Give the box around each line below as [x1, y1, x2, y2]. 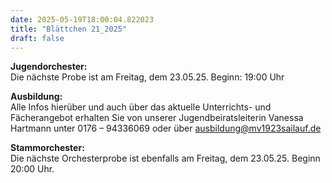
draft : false [10, 33, 65, 43]
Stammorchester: [10, 142, 85, 154]
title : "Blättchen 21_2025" [10, 24, 128, 34]
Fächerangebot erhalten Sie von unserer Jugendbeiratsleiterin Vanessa [10, 112, 304, 124]
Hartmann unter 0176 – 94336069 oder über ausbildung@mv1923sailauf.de [10, 122, 322, 135]
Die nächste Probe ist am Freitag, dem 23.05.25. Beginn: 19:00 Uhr [10, 71, 285, 83]
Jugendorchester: [10, 61, 88, 73]
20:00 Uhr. [10, 163, 55, 175]
